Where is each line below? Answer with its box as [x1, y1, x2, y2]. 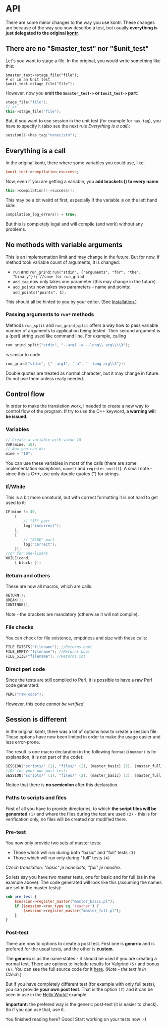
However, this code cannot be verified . [5, 701, 85, 707]
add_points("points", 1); [12, 290, 66, 295]
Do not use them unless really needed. [5, 375, 85, 381]
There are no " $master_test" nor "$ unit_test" [5, 44, 149, 53]
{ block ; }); [14, 560, 42, 565]
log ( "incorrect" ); [23, 523, 61, 528]
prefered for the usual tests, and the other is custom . [5, 946, 114, 952]
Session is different [5, 715, 67, 724]
